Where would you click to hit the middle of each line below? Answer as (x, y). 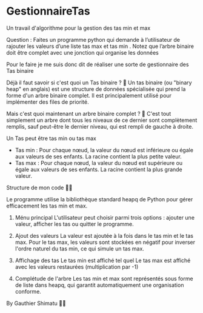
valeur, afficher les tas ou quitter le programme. (75, 224)
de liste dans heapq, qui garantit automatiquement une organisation (99, 285)
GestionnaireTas (48, 11)
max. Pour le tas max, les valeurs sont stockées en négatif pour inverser (105, 242)
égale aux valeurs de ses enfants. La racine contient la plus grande (99, 169)
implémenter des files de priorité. (48, 102)
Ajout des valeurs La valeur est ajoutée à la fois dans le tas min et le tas (104, 235)
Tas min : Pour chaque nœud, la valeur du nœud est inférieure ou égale (104, 150)
